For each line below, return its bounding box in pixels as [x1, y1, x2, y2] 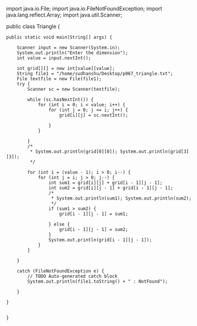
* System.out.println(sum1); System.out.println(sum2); [51, 195, 192, 201]
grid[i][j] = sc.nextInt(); [59, 112, 128, 118]
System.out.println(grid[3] [120, 148, 189, 154]
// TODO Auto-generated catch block [27, 273, 118, 279]
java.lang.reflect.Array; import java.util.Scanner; [6, 11, 122, 18]
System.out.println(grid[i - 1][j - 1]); [48, 237, 152, 243]
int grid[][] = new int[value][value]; [17, 65, 115, 71]
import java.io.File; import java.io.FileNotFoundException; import [6, 5, 163, 12]
